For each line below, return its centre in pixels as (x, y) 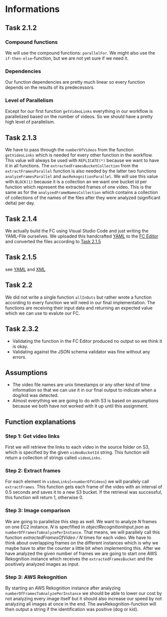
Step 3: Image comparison (38, 511)
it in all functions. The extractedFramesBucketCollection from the (72, 166)
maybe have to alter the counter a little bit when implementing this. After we (83, 548)
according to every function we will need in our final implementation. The (80, 302)
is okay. (20, 346)
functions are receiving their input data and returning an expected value (79, 308)
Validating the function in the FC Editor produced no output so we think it (87, 341)
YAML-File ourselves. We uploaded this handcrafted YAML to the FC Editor (82, 236)
